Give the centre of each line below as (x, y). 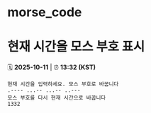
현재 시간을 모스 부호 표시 (76, 47)
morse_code (45, 12)
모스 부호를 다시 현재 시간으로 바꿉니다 (57, 98)
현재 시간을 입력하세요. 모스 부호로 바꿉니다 (63, 84)
